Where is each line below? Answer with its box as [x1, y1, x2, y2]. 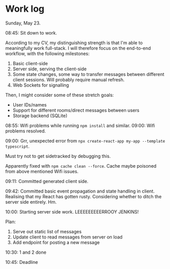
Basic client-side [12, 60, 48, 66]
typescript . [5, 143, 30, 149]
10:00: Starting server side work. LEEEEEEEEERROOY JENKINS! [5, 208, 139, 214]
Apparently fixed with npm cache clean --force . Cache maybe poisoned [5, 163, 157, 169]
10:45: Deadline [5, 259, 38, 265]
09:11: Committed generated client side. [5, 178, 88, 184]
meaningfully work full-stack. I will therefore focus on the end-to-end [5, 45, 151, 51]
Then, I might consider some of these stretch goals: [5, 92, 114, 98]
